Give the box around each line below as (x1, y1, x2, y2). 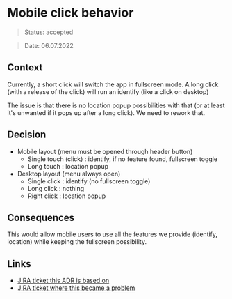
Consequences (7, 211, 75, 224)
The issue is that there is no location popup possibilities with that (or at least (7, 101, 225, 109)
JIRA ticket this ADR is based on (17, 277, 110, 285)
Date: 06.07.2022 (24, 41, 74, 49)
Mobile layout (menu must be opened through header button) (17, 147, 193, 155)
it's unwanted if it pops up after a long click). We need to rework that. (7, 108, 206, 116)
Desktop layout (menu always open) (17, 169, 121, 178)
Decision (7, 129, 47, 141)
